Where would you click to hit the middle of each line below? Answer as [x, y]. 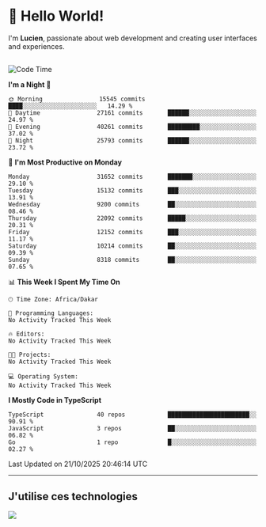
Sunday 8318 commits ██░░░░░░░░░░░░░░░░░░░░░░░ [133, 260]
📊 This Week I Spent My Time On [64, 282]
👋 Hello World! [56, 16]
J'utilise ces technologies [73, 497]
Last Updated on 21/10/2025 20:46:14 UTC [78, 464]
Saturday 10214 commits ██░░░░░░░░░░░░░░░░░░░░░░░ [133, 246]
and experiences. [36, 46]
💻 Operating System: [44, 377]
